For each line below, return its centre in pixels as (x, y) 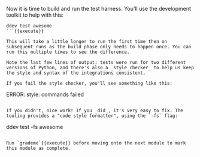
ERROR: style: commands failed (45, 94)
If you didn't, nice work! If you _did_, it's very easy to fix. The (95, 110)
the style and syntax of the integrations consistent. (76, 73)
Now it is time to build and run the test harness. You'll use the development (99, 9)
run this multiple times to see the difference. (68, 52)
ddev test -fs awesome (35, 127)
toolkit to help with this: (35, 15)
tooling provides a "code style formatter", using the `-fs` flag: (92, 116)
